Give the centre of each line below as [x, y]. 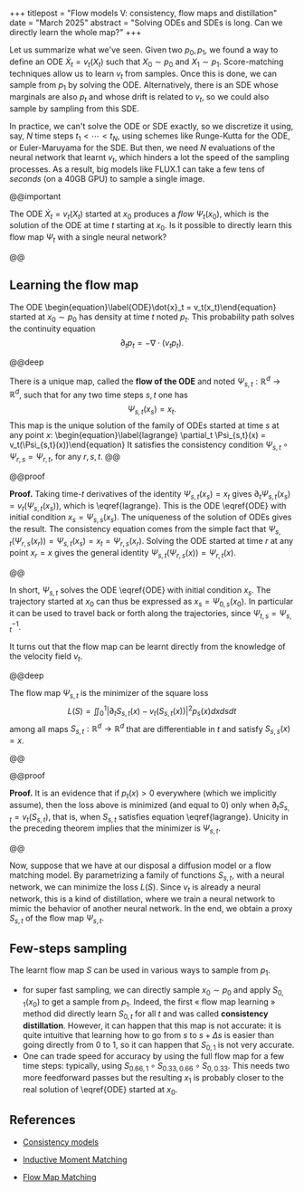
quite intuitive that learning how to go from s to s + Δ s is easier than [148, 1034]
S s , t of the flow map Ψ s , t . [57, 919]
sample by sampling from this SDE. [75, 109]
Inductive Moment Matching [75, 1159]
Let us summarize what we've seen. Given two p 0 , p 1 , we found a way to [144, 51]
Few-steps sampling [68, 948]
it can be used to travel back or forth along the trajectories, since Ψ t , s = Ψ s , [151, 615]
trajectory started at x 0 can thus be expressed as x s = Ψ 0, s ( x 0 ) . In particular [152, 603]
